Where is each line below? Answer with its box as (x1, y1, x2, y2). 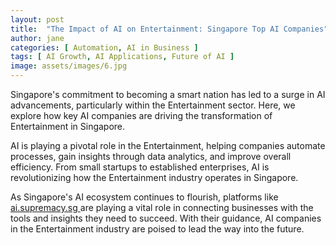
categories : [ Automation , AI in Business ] (10, 42, 199, 53)
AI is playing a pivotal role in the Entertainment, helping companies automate (10, 140, 326, 151)
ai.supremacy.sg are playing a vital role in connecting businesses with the (10, 202, 314, 213)
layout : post (10, 14, 65, 25)
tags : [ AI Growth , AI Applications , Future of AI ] (10, 52, 235, 62)
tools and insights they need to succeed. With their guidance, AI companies (10, 212, 322, 224)
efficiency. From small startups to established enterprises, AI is (10, 161, 270, 173)
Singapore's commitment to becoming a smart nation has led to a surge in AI (10, 89, 326, 100)
